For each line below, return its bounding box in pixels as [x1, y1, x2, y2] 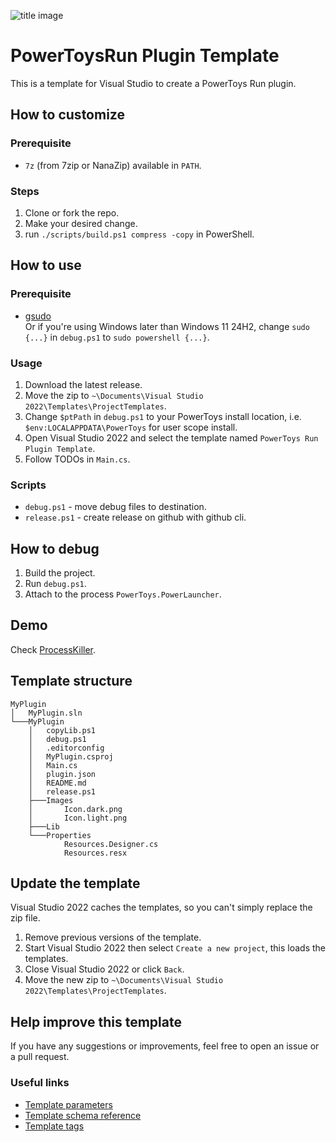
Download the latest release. [24, 378, 143, 390]
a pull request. [10, 1051, 70, 1063]
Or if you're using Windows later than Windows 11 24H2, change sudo [24, 320, 310, 332]
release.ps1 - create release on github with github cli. [24, 511, 247, 524]
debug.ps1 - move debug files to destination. [24, 501, 207, 513]
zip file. [10, 912, 41, 924]
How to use [10, 257, 82, 274]
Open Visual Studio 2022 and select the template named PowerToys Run [24, 431, 319, 444]
